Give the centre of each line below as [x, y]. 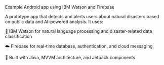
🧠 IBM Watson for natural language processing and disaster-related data [79, 31]
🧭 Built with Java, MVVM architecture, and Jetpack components [70, 57]
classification [19, 36]
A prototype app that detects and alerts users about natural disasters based [82, 16]
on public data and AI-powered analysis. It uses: [54, 22]
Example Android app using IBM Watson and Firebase [60, 7]
